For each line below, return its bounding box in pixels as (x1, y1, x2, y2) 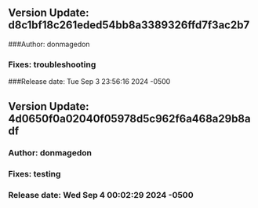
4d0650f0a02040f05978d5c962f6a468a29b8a (8, 111, 251, 125)
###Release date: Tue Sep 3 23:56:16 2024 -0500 (8, 77, 171, 86)
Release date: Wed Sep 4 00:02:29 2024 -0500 (8, 190, 194, 201)
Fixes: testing (8, 169, 61, 180)
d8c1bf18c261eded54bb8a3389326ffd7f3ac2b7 (8, 19, 250, 32)
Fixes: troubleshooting (8, 59, 96, 70)
